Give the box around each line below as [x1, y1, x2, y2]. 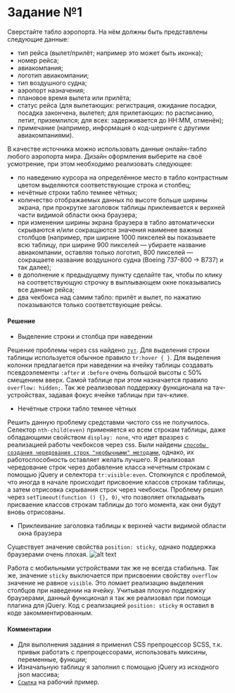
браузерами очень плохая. [7, 550, 89, 558]
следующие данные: [7, 35, 69, 43]
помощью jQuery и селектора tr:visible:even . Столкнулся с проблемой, [7, 470, 227, 479]
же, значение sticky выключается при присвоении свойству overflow [7, 571, 218, 580]
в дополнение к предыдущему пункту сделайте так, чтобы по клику [17, 270, 223, 279]
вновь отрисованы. [7, 508, 65, 516]
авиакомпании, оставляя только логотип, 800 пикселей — [17, 248, 193, 256]
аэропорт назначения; [17, 86, 86, 94]
